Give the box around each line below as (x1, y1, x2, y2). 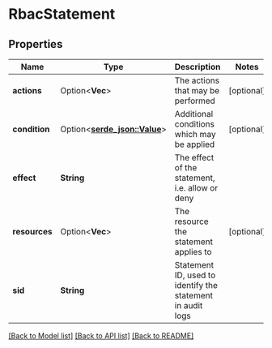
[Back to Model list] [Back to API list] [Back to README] (8, 331, 194, 341)
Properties (8, 37, 63, 51)
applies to (174, 247, 212, 257)
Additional (174, 109, 214, 119)
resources (12, 226, 53, 237)
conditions (174, 118, 215, 130)
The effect (174, 152, 215, 163)
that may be (174, 85, 220, 96)
